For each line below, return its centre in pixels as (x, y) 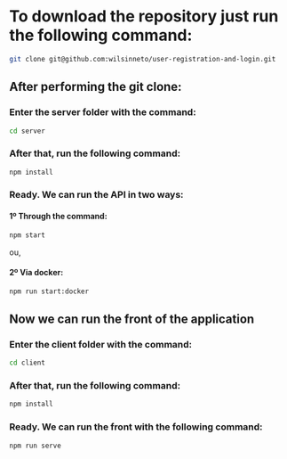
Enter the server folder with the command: (103, 112)
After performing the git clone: (96, 87)
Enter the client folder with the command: (101, 344)
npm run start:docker (49, 291)
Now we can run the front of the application (132, 320)
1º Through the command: (59, 217)
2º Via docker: (36, 273)
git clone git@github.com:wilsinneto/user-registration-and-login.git (143, 59)
